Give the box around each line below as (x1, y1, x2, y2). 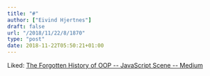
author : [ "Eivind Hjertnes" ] (7, 17, 92, 23)
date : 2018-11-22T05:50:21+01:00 (7, 42, 104, 49)
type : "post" (7, 36, 45, 43)
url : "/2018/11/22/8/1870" (7, 29, 86, 37)
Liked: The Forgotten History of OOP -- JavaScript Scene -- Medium (7, 61, 204, 69)
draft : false (7, 23, 45, 30)
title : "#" (7, 10, 39, 17)
